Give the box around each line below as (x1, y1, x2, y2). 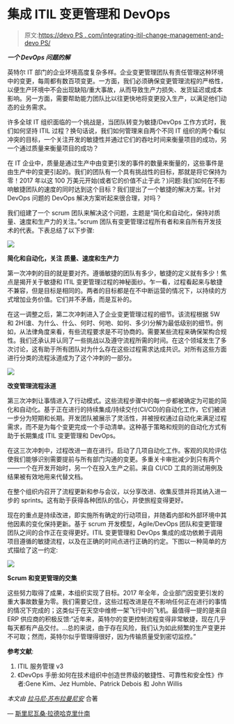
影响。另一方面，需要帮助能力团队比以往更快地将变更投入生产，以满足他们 (7, 94, 221, 102)
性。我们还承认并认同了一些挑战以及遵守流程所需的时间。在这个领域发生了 (7, 336, 221, 345)
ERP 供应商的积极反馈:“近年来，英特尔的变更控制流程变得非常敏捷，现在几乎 (7, 614, 226, 623)
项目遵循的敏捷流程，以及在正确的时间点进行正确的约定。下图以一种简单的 (7, 537, 221, 545)
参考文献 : (7, 647, 34, 656)
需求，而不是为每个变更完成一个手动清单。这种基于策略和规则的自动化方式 (7, 422, 221, 430)
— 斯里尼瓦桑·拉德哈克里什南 (7, 709, 91, 717)
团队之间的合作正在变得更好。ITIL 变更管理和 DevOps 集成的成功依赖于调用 (7, 528, 223, 537)
